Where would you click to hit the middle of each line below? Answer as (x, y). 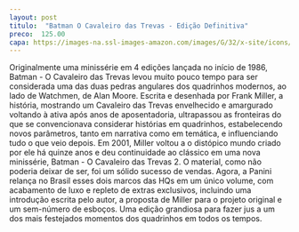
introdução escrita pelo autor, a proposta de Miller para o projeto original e (146, 200)
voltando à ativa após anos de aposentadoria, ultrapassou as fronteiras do (145, 115)
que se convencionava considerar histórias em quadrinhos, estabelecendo (146, 124)
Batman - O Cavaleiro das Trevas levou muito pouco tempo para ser (133, 77)
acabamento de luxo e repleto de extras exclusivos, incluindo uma (130, 190)
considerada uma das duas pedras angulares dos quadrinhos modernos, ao (148, 86)
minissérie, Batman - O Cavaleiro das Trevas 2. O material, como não (136, 162)
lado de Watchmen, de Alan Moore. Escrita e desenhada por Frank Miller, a (146, 96)
